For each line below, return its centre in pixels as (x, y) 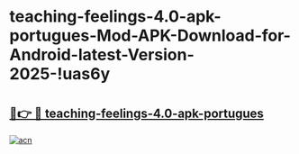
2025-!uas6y (60, 74)
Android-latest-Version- (102, 55)
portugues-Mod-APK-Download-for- (150, 36)
